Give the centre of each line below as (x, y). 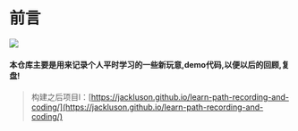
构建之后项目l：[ (61, 97)
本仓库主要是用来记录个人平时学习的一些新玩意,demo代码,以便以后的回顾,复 (149, 64)
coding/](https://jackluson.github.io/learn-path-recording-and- (147, 107)
